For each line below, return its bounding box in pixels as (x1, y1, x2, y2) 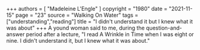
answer (6, 31, 25, 38)
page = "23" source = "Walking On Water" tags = (15, 11, 139, 19)
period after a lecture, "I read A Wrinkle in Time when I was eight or (26, 31, 194, 38)
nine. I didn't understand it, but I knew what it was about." (6, 37, 150, 44)
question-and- (145, 24, 182, 31)
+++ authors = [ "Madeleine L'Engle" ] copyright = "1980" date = (6, 5, 168, 12)
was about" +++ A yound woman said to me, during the (6, 24, 145, 31)
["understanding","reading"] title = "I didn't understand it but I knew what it (6, 18, 193, 25)
